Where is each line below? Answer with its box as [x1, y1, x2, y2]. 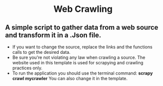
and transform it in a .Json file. [5, 31, 101, 39]
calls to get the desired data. [12, 49, 71, 55]
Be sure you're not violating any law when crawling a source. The [12, 54, 146, 60]
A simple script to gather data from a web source [5, 23, 159, 32]
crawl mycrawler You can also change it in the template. [12, 76, 128, 81]
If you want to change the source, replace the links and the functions [12, 44, 153, 50]
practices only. [12, 65, 43, 71]
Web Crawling [53, 3, 113, 15]
